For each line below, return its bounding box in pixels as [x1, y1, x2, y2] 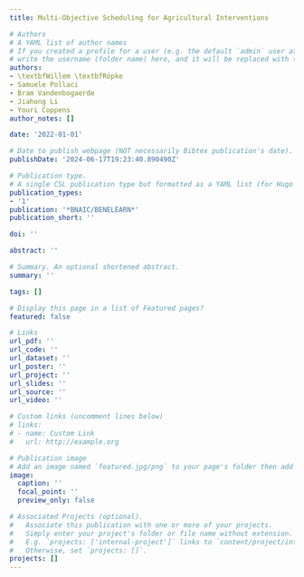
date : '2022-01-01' [9, 130, 83, 139]
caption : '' [17, 479, 63, 488]
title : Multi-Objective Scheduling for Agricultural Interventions [9, 13, 270, 23]
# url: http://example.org [9, 437, 119, 447]
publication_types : [9, 188, 83, 197]
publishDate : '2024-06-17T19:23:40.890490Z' [9, 155, 180, 164]
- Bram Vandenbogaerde [9, 88, 95, 98]
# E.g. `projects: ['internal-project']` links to [9, 537, 213, 546]
